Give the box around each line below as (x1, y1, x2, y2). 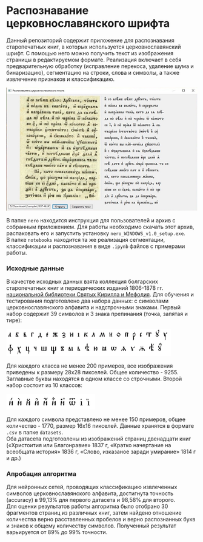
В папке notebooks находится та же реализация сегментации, (6, 236, 165, 243)
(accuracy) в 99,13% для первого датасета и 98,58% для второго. (6, 496, 176, 504)
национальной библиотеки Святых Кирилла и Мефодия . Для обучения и (6, 290, 194, 298)
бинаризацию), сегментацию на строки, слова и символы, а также (6, 69, 180, 76)
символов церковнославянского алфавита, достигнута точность (6, 490, 174, 497)
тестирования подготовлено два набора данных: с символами (6, 297, 168, 304)
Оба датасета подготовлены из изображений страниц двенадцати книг (6, 435, 191, 442)
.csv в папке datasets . (6, 428, 64, 436)
